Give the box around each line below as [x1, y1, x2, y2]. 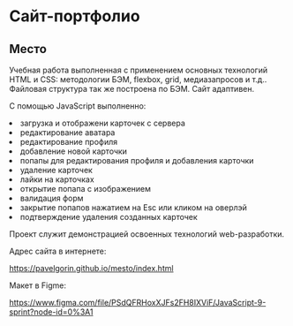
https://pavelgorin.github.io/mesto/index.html [9, 263, 174, 273]
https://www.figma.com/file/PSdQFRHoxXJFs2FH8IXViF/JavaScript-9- [9, 298, 267, 307]
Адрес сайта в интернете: [9, 246, 107, 256]
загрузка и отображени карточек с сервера [20, 118, 185, 128]
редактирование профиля [20, 137, 118, 147]
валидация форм [20, 193, 84, 203]
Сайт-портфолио [9, 6, 140, 27]
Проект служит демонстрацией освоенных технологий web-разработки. [9, 229, 285, 239]
